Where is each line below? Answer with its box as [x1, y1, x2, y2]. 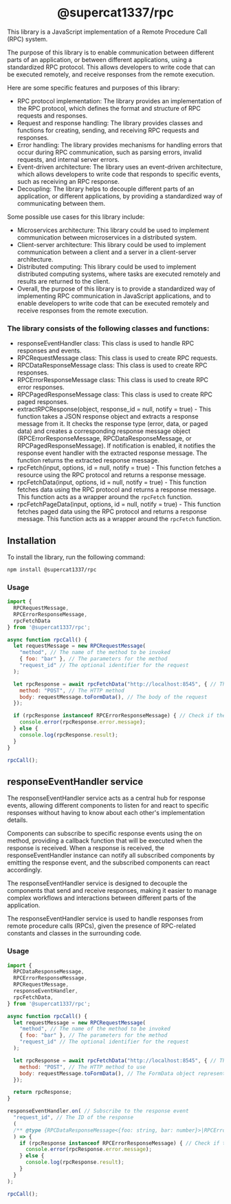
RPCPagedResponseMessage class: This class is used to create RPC [16, 390, 213, 399]
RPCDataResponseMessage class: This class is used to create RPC [16, 361, 208, 370]
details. [7, 816, 28, 824]
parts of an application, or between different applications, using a [7, 55, 192, 63]
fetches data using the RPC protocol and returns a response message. [16, 485, 217, 494]
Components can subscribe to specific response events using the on [7, 830, 202, 838]
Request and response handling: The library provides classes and [16, 118, 203, 127]
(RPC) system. [7, 34, 48, 43]
